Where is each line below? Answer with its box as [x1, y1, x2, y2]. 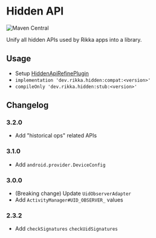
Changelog [6, 100, 49, 110]
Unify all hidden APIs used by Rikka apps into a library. [6, 36, 142, 43]
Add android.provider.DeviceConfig [15, 160, 106, 168]
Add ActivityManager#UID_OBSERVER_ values [15, 196, 123, 203]
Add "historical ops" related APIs [15, 132, 97, 139]
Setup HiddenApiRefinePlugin [15, 70, 89, 77]
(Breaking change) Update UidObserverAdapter [15, 190, 132, 197]
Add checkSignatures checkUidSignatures [15, 225, 118, 233]
